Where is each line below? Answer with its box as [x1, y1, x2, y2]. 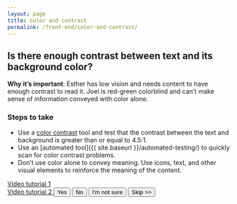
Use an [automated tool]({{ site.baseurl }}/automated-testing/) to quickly [17, 143, 231, 152]
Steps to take [7, 113, 54, 123]
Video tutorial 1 [7, 180, 51, 188]
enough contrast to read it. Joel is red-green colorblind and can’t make [7, 87, 215, 96]
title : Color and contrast [7, 17, 87, 24]
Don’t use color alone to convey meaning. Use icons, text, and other [17, 159, 216, 167]
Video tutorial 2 [7, 188, 53, 196]
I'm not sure [92, 188, 123, 196]
